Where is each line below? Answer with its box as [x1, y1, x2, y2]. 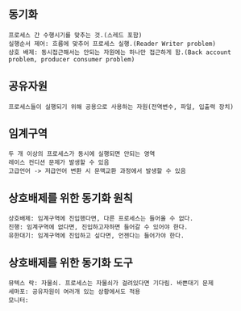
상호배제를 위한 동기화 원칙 [8, 191, 133, 204]
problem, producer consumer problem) [8, 55, 135, 63]
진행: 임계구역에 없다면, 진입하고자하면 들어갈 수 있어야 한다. [8, 223, 189, 232]
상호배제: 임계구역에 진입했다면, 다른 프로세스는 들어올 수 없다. [8, 215, 193, 223]
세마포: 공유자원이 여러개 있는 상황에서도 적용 [8, 288, 141, 296]
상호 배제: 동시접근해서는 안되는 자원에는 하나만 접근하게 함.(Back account [8, 48, 231, 57]
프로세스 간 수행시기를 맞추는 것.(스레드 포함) [8, 31, 143, 39]
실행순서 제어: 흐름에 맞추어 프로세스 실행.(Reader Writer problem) [8, 40, 216, 48]
